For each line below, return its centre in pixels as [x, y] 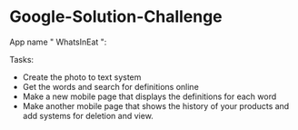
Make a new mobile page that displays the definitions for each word [149, 96]
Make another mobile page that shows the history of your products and [156, 105]
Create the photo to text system [82, 77]
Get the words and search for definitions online [111, 86]
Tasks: [22, 59]
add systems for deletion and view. [88, 115]
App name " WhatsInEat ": [58, 42]
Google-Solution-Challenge [116, 17]
